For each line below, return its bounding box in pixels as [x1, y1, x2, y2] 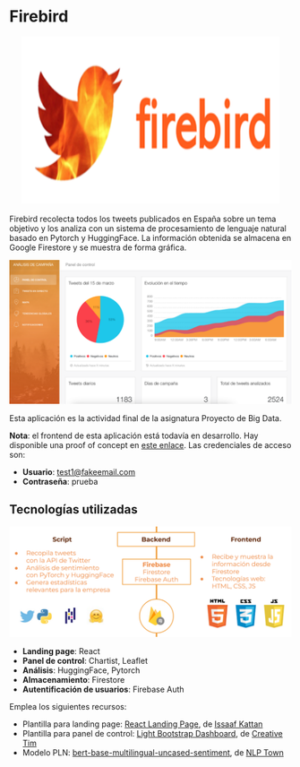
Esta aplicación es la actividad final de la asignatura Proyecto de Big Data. [9, 412, 282, 423]
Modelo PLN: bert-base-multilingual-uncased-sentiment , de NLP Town [21, 746, 284, 758]
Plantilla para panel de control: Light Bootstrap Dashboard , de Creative [21, 728, 284, 738]
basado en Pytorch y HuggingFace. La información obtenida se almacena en [9, 232, 292, 243]
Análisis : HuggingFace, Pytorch [21, 665, 141, 676]
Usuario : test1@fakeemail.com [21, 466, 136, 477]
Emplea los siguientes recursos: [9, 701, 127, 711]
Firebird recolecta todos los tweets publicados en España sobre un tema [9, 213, 277, 224]
